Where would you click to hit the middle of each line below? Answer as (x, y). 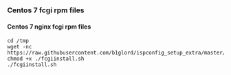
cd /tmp (18, 41)
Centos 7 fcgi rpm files (46, 10)
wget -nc (20, 47)
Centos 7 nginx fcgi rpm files (49, 27)
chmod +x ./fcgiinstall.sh (46, 59)
